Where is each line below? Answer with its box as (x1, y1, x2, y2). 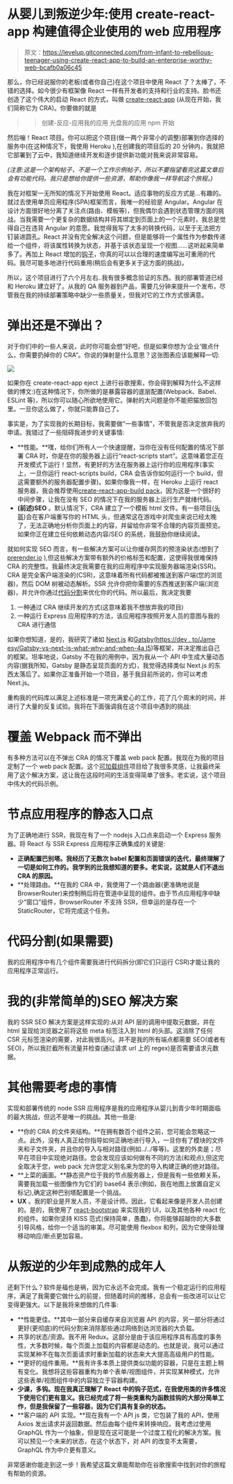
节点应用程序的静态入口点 (7, 806, 154, 822)
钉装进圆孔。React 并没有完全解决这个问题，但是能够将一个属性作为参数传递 (7, 232, 226, 241)
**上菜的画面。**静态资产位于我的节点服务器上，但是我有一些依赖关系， (17, 1170, 224, 1179)
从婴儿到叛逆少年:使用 (7, 6, 133, 22)
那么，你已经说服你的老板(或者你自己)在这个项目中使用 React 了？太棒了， (7, 77, 220, 86)
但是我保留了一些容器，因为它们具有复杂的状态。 (29, 1402, 170, 1410)
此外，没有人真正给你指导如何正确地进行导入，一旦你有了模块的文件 (29, 1135, 224, 1144)
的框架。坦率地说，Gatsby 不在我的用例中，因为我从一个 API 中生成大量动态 (7, 652, 225, 661)
